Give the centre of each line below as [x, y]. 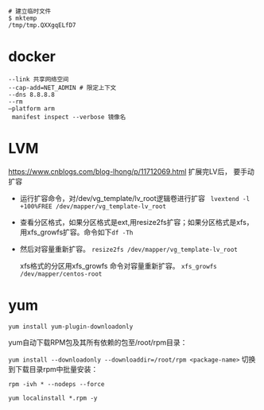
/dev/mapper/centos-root [61, 274]
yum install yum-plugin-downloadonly [71, 327]
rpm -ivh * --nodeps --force [56, 384]
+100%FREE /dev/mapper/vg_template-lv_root [93, 206]
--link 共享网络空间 [39, 79]
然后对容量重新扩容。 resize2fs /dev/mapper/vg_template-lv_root [129, 249]
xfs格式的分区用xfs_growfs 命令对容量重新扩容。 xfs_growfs [118, 265]
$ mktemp [23, 18]
